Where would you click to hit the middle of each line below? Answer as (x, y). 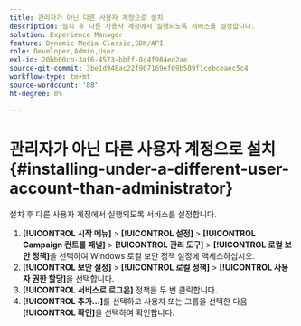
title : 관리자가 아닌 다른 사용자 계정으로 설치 (86, 18)
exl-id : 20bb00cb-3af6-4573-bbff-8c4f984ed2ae (99, 60)
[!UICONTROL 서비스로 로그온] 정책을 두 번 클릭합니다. (120, 290)
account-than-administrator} (121, 188)
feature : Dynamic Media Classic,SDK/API (87, 43)
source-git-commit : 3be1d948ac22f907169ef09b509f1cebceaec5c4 (129, 69)
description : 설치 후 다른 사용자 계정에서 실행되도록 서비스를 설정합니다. (132, 26)
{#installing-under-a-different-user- (150, 169)
